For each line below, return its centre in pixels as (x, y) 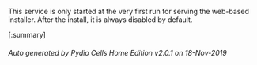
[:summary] (27, 35)
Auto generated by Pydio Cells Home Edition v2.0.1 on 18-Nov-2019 (117, 52)
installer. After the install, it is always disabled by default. (100, 20)
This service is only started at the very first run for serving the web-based (128, 11)
